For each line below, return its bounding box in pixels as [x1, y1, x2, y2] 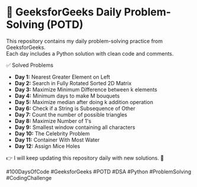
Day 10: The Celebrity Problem [14, 130, 90, 137]
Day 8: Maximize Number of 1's [14, 117, 92, 124]
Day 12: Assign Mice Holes [14, 142, 80, 150]
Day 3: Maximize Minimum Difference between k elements [14, 86, 158, 93]
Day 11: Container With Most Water [14, 136, 100, 143]
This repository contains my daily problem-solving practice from [6, 37, 163, 44]
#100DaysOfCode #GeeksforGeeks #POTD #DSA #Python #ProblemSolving [6, 168, 191, 175]
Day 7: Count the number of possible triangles [14, 111, 127, 118]
